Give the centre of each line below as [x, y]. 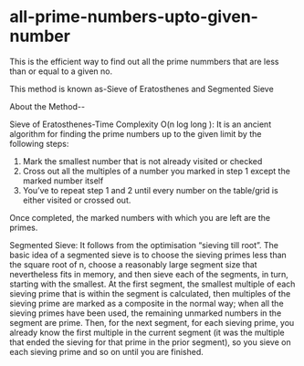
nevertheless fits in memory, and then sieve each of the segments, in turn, [149, 274]
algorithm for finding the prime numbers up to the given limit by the [136, 133]
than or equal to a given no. [61, 71]
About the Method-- [47, 106]
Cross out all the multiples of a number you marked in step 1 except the [156, 171]
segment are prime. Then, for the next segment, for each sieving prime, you [152, 322]
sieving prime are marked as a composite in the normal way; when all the [147, 303]
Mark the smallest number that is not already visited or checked [142, 161]
